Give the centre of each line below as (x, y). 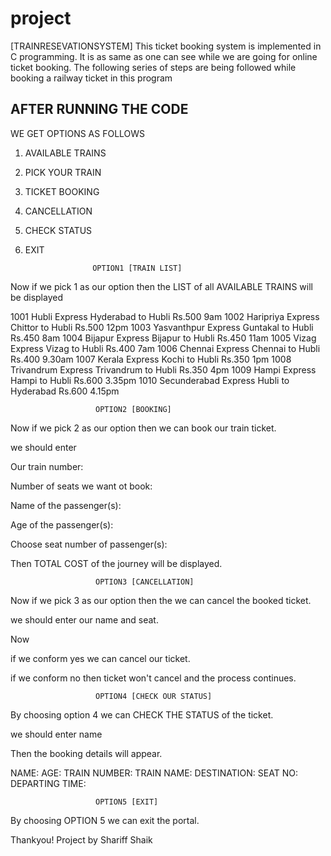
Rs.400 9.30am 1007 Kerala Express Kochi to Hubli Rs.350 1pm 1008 (151, 359)
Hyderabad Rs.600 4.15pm (65, 391)
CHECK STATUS (58, 230)
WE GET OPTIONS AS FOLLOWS (78, 133)
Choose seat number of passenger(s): (89, 544)
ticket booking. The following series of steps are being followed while (153, 67)
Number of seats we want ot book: (81, 486)
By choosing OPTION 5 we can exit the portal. (105, 820)
